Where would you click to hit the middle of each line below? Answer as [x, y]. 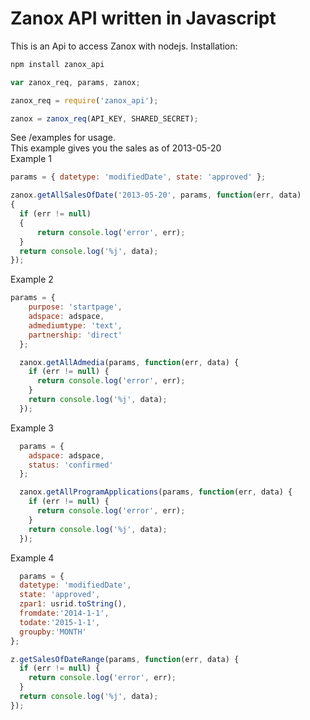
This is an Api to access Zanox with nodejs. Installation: [124, 46]
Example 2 [32, 279]
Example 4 [32, 558]
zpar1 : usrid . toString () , [73, 604]
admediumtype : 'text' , [75, 325]
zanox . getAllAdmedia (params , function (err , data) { [129, 362]
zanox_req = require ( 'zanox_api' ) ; [84, 100]
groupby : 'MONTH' [53, 632]
